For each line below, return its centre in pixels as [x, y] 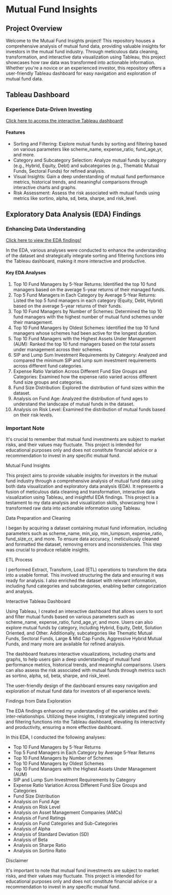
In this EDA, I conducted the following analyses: [56, 737]
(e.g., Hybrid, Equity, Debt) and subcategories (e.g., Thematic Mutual [86, 166]
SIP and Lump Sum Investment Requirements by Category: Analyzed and [90, 355]
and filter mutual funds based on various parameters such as [70, 617]
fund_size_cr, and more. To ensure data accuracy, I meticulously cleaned [82, 539]
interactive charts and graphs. [45, 187]
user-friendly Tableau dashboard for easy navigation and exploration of [81, 73]
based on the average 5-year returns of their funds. [68, 306]
